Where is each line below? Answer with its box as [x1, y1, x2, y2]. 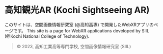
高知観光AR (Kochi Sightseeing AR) [4, 4, 150, 16]
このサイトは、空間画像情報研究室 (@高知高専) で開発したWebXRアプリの [4, 22, 154, 27]
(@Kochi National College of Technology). [4, 33, 89, 39]
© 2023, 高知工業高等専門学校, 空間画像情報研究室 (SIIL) [16, 43, 131, 49]
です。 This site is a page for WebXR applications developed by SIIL [13, 27, 150, 33]
